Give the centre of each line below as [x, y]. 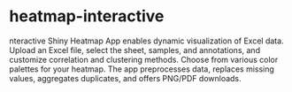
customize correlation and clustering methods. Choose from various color [144, 59]
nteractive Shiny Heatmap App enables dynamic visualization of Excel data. [147, 41]
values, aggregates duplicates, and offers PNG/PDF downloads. [125, 78]
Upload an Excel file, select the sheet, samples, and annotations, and [135, 50]
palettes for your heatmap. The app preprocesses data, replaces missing [142, 69]
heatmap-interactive [87, 16]
